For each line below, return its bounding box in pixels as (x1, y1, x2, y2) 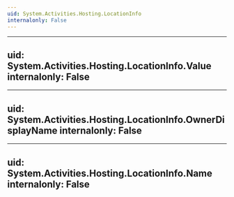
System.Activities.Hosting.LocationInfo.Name (7, 167, 212, 179)
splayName (7, 124, 58, 136)
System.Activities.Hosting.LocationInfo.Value (7, 60, 212, 72)
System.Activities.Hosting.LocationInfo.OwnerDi (7, 113, 225, 126)
